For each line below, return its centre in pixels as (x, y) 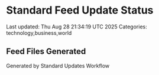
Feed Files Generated (46, 52)
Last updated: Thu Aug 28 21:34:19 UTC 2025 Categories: (77, 27)
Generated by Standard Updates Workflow (58, 66)
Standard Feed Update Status (80, 10)
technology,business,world (39, 32)
